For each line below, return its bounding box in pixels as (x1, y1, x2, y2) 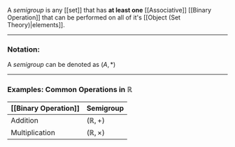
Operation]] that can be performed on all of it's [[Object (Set (7, 13, 180, 22)
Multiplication (10, 127, 56, 137)
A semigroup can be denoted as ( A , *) (7, 61, 116, 69)
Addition (10, 115, 38, 125)
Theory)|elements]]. (7, 21, 65, 29)
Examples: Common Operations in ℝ (7, 85, 133, 95)
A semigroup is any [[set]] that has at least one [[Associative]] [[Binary (7, 6, 212, 14)
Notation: (7, 45, 41, 54)
